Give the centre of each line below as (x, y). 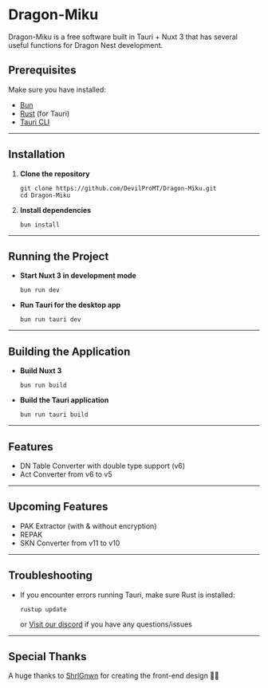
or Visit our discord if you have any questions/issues (106, 624)
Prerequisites (42, 71)
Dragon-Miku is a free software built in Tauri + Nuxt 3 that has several (123, 37)
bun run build (43, 385)
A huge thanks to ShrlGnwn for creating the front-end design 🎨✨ (114, 676)
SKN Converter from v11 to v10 (70, 543)
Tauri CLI (35, 122)
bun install (39, 225)
